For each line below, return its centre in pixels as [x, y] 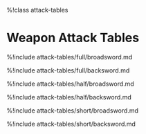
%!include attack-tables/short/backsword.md [71, 124]
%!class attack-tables [37, 10]
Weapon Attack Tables [73, 38]
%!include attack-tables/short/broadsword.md [73, 111]
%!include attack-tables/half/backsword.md [69, 97]
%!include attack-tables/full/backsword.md [68, 70]
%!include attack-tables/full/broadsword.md [70, 57]
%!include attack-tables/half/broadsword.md [70, 84]
